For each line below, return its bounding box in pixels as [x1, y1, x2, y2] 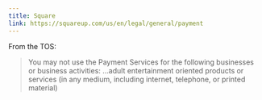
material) [27, 82, 58, 93]
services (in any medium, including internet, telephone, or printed [27, 74, 246, 84]
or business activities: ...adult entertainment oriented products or [27, 65, 244, 75]
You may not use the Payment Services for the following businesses [27, 57, 254, 67]
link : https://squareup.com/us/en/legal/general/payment [8, 19, 204, 27]
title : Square [8, 11, 56, 20]
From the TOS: [8, 41, 56, 51]
